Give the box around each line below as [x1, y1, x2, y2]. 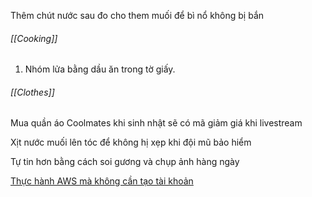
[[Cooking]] [10, 32, 58, 44]
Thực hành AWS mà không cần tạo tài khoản [10, 175, 194, 187]
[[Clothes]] [10, 86, 55, 98]
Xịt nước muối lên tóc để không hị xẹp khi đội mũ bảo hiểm [10, 136, 252, 149]
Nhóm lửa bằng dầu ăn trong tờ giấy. [24, 63, 176, 75]
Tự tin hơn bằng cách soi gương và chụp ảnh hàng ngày [10, 156, 240, 168]
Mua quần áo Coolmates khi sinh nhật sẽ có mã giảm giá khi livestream [10, 117, 303, 129]
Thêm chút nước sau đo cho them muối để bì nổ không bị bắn [10, 10, 265, 21]
